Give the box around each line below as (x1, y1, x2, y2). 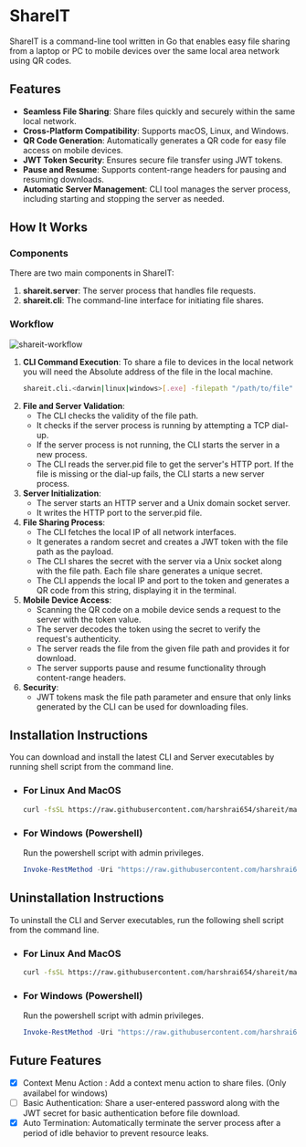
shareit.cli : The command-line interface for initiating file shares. (22, 295, 265, 306)
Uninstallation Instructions (9, 890, 164, 906)
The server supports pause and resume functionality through (36, 662, 267, 673)
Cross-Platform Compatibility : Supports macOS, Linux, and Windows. (22, 125, 290, 136)
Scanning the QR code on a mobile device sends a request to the (36, 604, 281, 615)
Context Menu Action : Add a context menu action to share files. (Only (22, 1077, 287, 1088)
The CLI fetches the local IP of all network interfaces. (36, 526, 237, 537)
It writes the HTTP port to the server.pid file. (36, 507, 203, 518)
